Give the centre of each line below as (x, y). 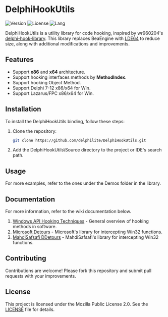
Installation (23, 109)
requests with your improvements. (41, 276)
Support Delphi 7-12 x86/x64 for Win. (51, 88)
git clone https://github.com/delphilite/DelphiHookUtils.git (79, 140)
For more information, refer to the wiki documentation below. (68, 212)
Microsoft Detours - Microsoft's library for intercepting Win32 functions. (88, 232)
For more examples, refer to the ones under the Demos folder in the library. (83, 183)
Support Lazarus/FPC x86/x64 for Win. (53, 93)
